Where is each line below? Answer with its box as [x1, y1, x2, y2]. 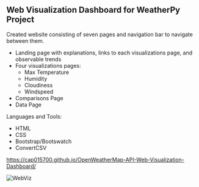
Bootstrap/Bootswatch [15, 137, 72, 145]
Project [6, 15, 35, 25]
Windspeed [24, 88, 54, 95]
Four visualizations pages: [15, 62, 81, 69]
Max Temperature [24, 68, 69, 76]
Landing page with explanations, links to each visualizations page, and [15, 49, 193, 56]
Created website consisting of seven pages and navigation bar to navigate [6, 31, 194, 38]
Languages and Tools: [6, 112, 62, 120]
